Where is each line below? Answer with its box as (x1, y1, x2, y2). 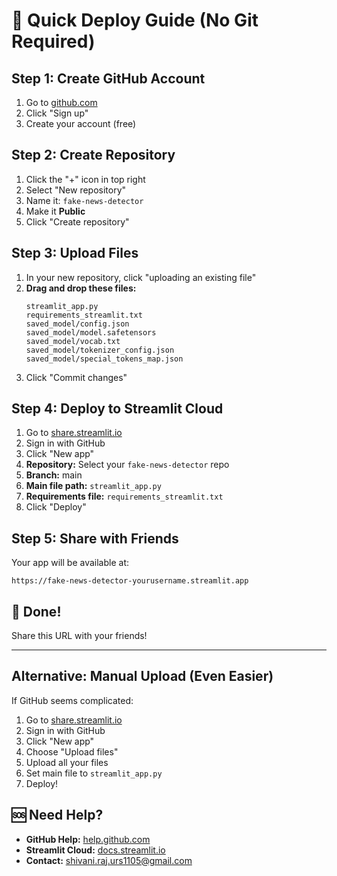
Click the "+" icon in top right (25, 173, 146, 185)
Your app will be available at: (11, 557, 129, 569)
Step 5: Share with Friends (11, 530, 179, 547)
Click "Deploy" (25, 501, 87, 513)
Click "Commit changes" (25, 371, 128, 383)
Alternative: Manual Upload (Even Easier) (11, 668, 274, 685)
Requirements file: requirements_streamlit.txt (25, 490, 224, 503)
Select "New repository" (25, 184, 127, 196)
